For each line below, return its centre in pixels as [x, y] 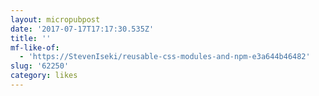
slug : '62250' [40, 66]
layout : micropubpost [55, 19]
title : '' [31, 38]
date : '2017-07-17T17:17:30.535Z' [82, 29]
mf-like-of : [35, 47]
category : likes [44, 76]
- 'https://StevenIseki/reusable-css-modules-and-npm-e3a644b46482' [165, 57]
